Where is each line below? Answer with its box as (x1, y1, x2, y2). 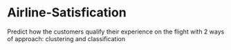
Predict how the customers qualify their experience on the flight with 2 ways (7, 27, 225, 36)
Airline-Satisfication (7, 5, 127, 21)
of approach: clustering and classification (7, 34, 126, 42)
